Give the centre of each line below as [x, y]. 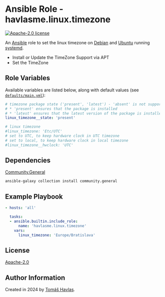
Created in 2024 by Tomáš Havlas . [40, 289]
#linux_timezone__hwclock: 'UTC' [39, 145]
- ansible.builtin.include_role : [44, 221]
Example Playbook [34, 196]
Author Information [35, 278]
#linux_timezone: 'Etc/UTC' [34, 131]
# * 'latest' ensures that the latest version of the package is [73, 113]
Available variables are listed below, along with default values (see [72, 90]
